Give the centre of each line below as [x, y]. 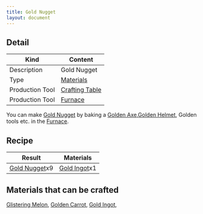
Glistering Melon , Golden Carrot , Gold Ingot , [62, 204]
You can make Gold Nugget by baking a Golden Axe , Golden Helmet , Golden [102, 115]
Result [31, 158]
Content [81, 60]
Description [26, 70]
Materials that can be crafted [63, 190]
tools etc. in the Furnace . [38, 121]
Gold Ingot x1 [78, 168]
